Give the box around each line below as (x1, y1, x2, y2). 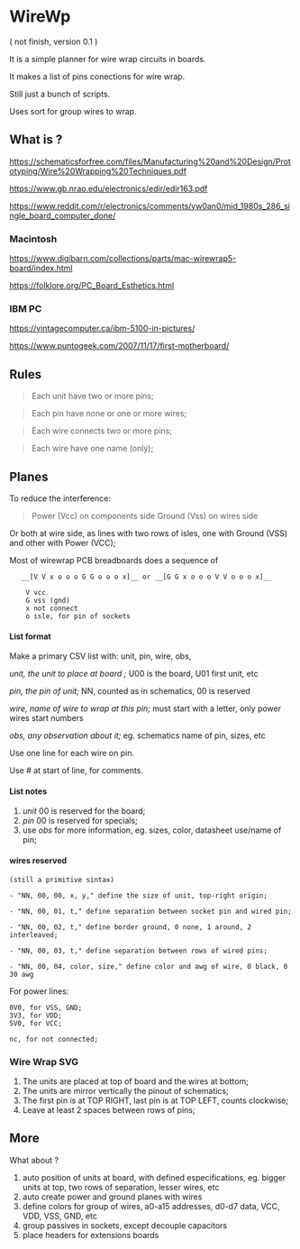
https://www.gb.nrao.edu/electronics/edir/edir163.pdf (9, 183, 208, 194)
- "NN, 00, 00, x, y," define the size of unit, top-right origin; (9, 890, 268, 900)
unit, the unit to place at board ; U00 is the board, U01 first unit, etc (9, 669, 259, 679)
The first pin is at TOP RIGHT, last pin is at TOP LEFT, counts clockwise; (22, 1095, 289, 1106)
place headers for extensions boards (22, 1229, 159, 1240)
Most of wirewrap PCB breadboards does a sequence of (9, 554, 219, 565)
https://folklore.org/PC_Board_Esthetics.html (9, 280, 175, 291)
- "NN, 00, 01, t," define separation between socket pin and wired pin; (9, 907, 293, 916)
